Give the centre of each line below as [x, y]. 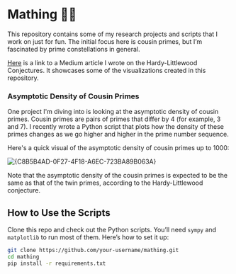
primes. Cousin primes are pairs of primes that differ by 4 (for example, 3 [114, 119]
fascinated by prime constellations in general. [74, 49]
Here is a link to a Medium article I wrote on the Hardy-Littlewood [102, 62]
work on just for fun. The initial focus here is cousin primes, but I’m [105, 41]
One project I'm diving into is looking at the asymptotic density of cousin [113, 112]
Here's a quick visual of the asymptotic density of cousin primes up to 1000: [118, 148]
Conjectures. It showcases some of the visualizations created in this [107, 70]
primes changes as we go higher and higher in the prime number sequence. [118, 135]
